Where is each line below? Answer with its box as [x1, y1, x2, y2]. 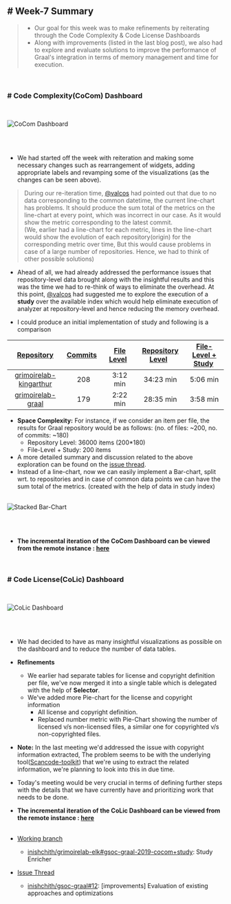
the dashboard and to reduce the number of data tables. [16, 645, 177, 653]
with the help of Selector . [27, 686, 100, 694]
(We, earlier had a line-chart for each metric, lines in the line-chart [23, 226, 212, 234]
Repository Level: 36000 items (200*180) [27, 438, 146, 446]
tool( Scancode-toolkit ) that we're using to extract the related [16, 758, 189, 766]
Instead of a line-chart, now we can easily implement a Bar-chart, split [16, 468, 217, 476]
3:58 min [190, 395, 219, 405]
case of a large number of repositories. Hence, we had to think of [23, 248, 210, 256]
